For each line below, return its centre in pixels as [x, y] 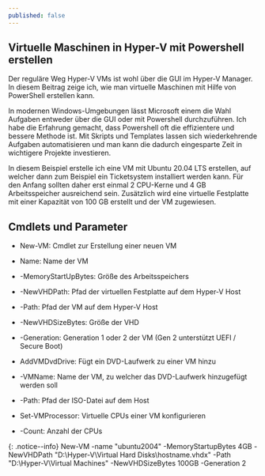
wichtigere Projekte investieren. [60, 153]
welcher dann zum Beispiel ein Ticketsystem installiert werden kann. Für [126, 177]
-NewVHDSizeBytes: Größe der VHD [79, 323]
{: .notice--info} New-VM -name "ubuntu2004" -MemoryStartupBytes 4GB [131, 447]
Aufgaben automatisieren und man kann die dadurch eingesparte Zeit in [125, 145]
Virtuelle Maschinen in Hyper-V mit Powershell [126, 48]
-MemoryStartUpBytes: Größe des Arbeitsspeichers [104, 277]
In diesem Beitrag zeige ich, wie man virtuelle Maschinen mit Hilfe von [122, 87]
